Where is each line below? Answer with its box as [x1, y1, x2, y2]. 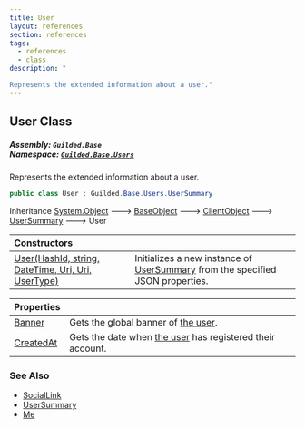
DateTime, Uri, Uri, [14, 263, 93, 276]
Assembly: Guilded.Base [9, 139, 103, 150]
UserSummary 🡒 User [9, 215, 107, 226]
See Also [9, 369, 50, 382]
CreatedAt [14, 336, 58, 349]
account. [69, 342, 107, 355]
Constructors [14, 237, 74, 249]
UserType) [14, 274, 59, 287]
